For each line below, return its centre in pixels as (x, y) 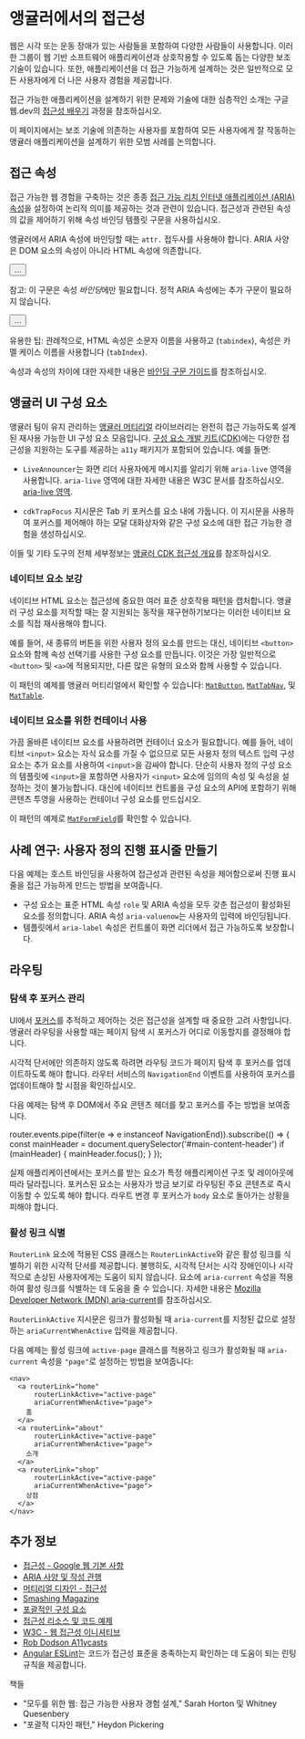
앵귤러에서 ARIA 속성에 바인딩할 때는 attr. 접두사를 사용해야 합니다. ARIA (141, 239)
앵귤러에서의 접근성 (77, 19)
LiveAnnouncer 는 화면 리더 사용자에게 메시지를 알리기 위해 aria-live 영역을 (158, 469)
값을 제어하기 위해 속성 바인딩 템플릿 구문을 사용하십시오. (120, 219)
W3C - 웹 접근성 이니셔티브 (71, 1632)
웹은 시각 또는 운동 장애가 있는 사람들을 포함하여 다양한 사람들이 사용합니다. (143, 46)
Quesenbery (46, 1713)
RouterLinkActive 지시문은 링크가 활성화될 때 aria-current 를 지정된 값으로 (144, 1318)
